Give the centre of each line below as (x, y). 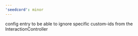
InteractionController (27, 29)
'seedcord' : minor (24, 10)
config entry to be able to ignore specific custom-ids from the (69, 24)
